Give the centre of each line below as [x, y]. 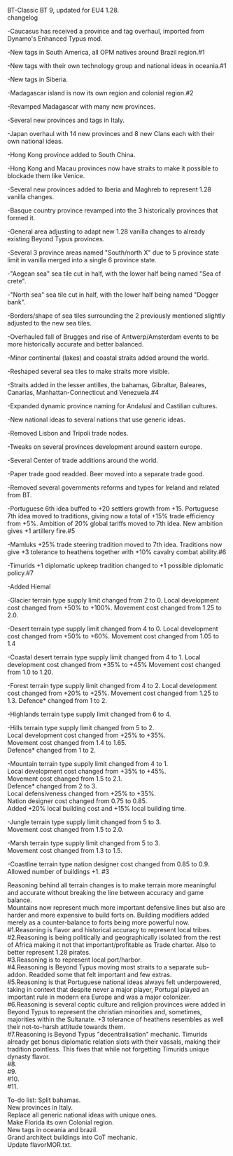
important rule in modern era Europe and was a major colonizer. [99, 997]
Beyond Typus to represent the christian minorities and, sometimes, [105, 1012]
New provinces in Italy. [40, 1107]
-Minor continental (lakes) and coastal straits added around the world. [108, 358]
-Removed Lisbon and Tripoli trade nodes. [68, 433]
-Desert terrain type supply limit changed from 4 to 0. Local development [113, 629]
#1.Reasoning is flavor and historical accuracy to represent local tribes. [110, 930]
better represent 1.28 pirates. [49, 952]
